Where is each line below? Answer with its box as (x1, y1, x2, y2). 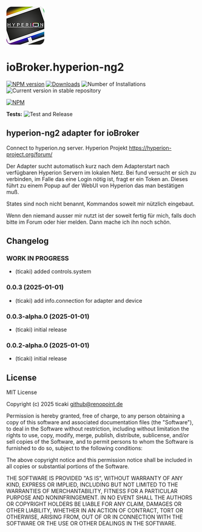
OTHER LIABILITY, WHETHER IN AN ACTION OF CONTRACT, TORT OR (6, 507, 183, 514)
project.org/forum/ (6, 150, 53, 158)
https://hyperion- (129, 144, 172, 151)
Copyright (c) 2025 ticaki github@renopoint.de (6, 401, 123, 408)
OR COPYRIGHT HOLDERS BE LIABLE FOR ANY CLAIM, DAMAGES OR (6, 500, 182, 508)
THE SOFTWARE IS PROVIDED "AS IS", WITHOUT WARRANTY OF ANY (6, 475, 183, 482)
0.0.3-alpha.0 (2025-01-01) (6, 312, 90, 320)
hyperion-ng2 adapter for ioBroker (6, 128, 140, 139)
